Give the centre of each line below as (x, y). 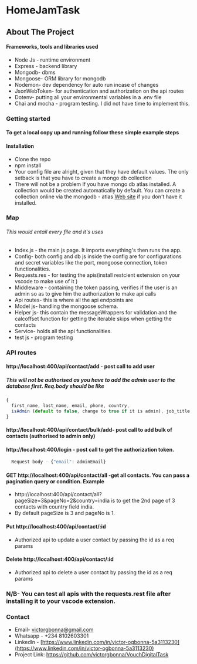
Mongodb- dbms (35, 72)
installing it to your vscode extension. (61, 601)
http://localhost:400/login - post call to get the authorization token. (90, 449)
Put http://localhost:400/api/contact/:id (56, 527)
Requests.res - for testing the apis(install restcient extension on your (97, 275)
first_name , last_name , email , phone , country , (71, 405)
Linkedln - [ (28, 642)
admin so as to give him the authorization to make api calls (85, 293)
